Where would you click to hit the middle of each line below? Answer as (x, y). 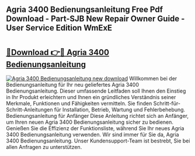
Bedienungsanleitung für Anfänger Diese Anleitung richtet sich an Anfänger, (97, 116)
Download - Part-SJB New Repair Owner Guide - (95, 19)
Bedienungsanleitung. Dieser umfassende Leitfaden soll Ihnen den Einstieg (96, 91)
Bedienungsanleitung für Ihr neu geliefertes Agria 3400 (72, 85)
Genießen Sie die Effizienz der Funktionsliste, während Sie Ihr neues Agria (95, 128)
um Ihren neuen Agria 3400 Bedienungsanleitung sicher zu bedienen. (90, 122)
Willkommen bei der (153, 78)
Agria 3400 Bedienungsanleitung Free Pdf (85, 10)
